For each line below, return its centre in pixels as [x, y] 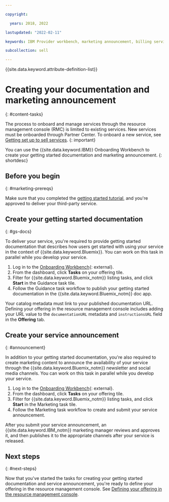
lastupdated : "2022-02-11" [33, 32]
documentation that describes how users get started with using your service [84, 246]
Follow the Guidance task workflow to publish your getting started [81, 288]
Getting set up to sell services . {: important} [51, 140]
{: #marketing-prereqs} [29, 188]
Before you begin [33, 176]
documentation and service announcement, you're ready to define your [79, 484]
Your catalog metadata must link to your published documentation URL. [79, 303]
